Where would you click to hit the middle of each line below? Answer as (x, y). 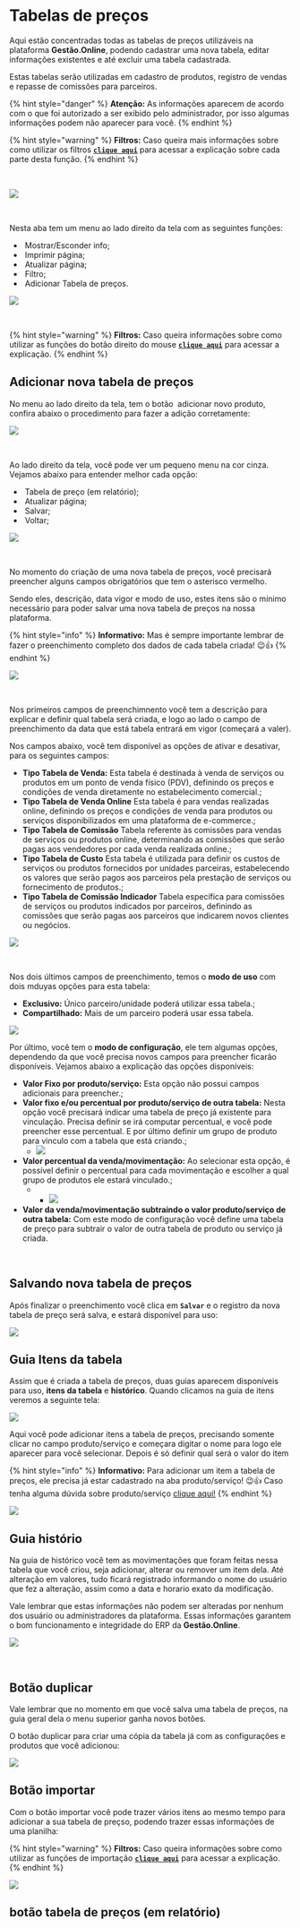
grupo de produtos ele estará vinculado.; (97, 1180)
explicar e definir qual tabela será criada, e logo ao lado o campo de (135, 719)
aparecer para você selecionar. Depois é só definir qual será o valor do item (149, 1453)
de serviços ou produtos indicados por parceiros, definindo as (137, 906)
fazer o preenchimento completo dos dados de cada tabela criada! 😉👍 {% (148, 645)
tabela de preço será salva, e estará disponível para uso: (114, 1314)
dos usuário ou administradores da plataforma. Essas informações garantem (150, 1616)
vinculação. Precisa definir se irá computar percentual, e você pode (147, 1122)
